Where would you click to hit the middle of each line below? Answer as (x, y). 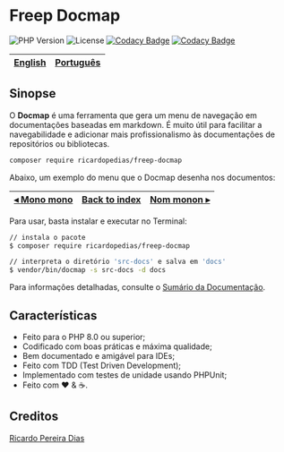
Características (53, 316)
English (30, 62)
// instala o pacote (48, 237)
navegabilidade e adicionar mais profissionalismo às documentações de (142, 134)
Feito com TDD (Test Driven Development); (102, 365)
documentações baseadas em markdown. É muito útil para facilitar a (136, 124)
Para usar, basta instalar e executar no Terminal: (99, 221)
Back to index (112, 200)
